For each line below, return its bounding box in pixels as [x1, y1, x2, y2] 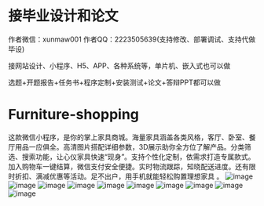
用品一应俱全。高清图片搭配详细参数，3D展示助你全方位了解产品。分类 [14, 142, 245, 151]
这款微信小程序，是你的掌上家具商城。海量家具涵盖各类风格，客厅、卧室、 [8, 132, 249, 142]
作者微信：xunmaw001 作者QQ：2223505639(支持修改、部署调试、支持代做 [8, 34, 256, 44]
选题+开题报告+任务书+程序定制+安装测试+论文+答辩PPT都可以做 [8, 78, 222, 87]
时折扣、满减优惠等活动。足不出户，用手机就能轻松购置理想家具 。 [8, 172, 224, 181]
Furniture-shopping [8, 106, 140, 124]
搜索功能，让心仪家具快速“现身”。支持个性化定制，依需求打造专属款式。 [21, 152, 255, 161]
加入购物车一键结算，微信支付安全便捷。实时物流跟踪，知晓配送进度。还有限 [8, 161, 256, 171]
